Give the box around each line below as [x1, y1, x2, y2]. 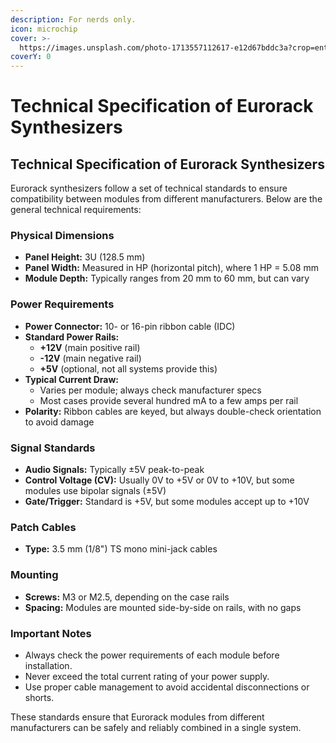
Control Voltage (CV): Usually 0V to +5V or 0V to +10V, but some [24, 474, 295, 486]
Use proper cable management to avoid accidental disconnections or [24, 681, 310, 693]
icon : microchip [10, 24, 78, 34]
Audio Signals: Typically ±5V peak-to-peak [24, 464, 205, 476]
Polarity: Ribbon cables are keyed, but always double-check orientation [24, 405, 322, 417]
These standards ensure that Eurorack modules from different [10, 711, 265, 723]
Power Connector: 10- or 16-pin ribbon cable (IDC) [24, 320, 236, 332]
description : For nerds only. [10, 14, 137, 25]
